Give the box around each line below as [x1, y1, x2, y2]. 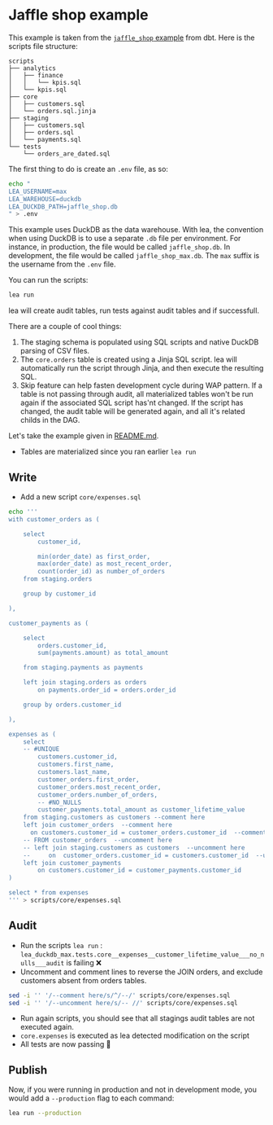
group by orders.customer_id [23, 701, 122, 709]
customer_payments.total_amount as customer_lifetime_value [37, 806, 245, 814]
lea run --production [8, 1110, 82, 1118]
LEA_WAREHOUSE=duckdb [8, 195, 82, 203]
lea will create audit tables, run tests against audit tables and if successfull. [8, 305, 260, 315]
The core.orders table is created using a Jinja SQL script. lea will [19, 354, 237, 364]
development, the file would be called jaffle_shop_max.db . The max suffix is [8, 251, 260, 261]
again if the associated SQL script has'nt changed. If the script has [19, 398, 244, 408]
